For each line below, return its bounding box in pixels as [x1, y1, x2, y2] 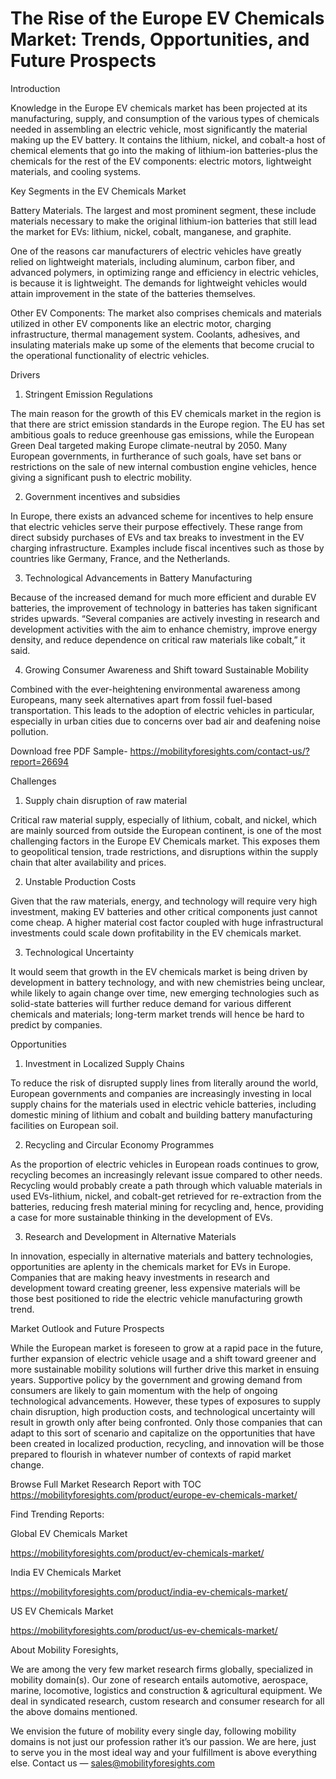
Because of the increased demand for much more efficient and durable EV [10, 591, 317, 603]
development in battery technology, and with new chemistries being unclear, [10, 976, 326, 988]
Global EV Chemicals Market [10, 1527, 128, 1539]
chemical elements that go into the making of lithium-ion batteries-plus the [10, 144, 318, 156]
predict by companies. [10, 1018, 103, 1031]
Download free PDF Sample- [10, 745, 128, 757]
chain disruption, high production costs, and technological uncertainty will [10, 1405, 316, 1417]
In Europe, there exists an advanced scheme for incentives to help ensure [10, 510, 314, 522]
